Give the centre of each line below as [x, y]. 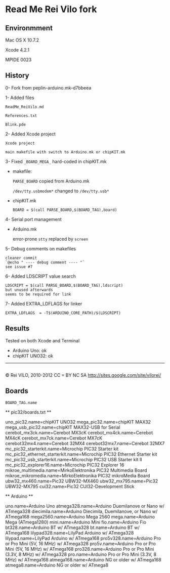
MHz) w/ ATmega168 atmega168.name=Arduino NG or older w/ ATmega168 [83, 559]
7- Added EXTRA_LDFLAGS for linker [44, 303]
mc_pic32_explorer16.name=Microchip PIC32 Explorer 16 [65, 465]
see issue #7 [19, 267]
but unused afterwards [29, 290]
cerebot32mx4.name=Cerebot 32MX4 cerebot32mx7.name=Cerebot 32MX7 [85, 443]
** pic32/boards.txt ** [28, 412]
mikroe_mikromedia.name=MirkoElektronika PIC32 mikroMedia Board [78, 475]
